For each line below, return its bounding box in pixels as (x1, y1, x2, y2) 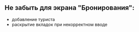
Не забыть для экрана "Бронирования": (4, 4, 135, 12)
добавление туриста (11, 16, 55, 22)
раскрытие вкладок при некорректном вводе (11, 21, 108, 27)
